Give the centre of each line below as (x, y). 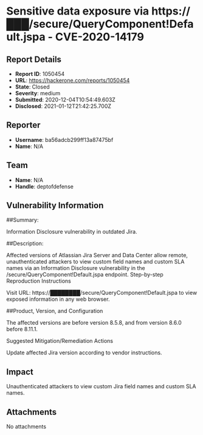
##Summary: (22, 220)
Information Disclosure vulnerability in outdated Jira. (72, 232)
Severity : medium (38, 93)
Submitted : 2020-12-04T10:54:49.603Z (65, 99)
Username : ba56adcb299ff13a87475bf (64, 140)
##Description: (25, 243)
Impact (20, 372)
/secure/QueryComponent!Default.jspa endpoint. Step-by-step (85, 275)
